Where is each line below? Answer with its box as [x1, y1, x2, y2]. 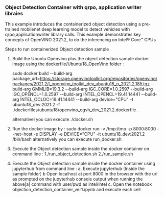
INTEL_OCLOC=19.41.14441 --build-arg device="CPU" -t [20, 97, 134, 102]
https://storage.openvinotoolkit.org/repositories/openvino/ [40, 75, 158, 82]
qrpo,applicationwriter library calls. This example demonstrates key [5, 31, 141, 38]
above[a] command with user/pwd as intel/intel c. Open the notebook [12, 181, 152, 187]
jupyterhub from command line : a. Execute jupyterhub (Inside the [12, 166, 145, 172]
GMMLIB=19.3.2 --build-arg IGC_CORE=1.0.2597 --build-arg [31, 86, 153, 92]
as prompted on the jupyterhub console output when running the [12, 176, 143, 182]
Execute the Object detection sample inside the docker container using [12, 161, 156, 167]
